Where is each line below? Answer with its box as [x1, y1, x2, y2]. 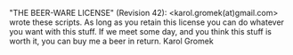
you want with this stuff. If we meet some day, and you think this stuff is [9, 27, 273, 36]
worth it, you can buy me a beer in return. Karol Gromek [9, 35, 214, 46]
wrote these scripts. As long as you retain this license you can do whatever [9, 17, 285, 27]
